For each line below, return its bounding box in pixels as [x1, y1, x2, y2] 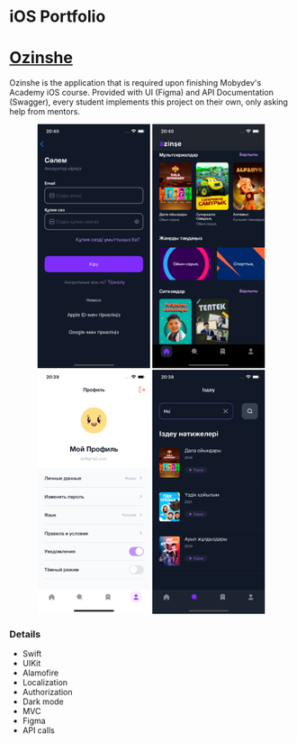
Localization [22, 677, 68, 688]
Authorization [22, 687, 74, 698]
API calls [22, 725, 56, 736]
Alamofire [22, 667, 59, 678]
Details [9, 628, 41, 640]
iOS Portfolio [9, 6, 106, 27]
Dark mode [22, 696, 65, 707]
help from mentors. [9, 106, 81, 117]
